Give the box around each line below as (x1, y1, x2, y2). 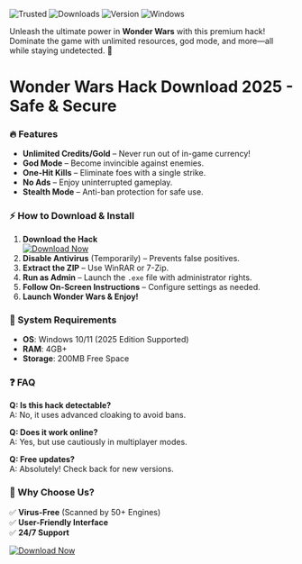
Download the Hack (22, 233, 98, 244)
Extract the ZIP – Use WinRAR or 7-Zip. (22, 262, 169, 273)
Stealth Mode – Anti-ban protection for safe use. (22, 186, 205, 197)
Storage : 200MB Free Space (22, 353, 130, 364)
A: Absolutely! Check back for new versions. (9, 464, 174, 475)
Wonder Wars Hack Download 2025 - (9, 77, 294, 97)
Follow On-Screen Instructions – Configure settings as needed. (22, 281, 261, 292)
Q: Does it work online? (9, 427, 98, 438)
